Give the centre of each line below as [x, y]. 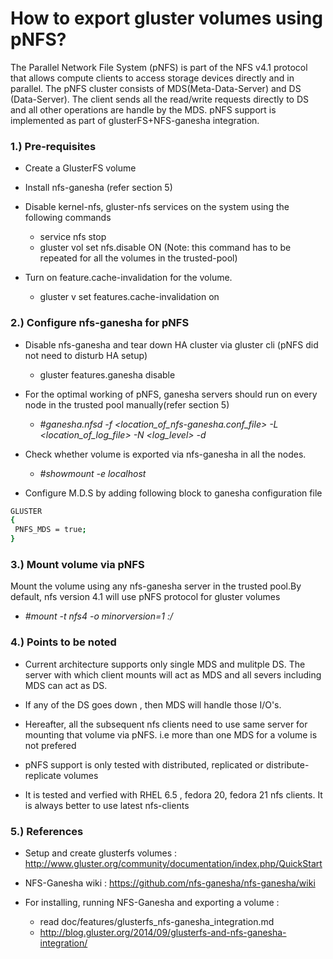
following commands [68, 218]
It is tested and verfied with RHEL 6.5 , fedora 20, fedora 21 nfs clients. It [173, 794]
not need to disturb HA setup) [86, 355]
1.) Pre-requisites [53, 146]
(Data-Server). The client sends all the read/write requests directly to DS [160, 99]
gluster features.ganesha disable [107, 374]
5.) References [47, 831]
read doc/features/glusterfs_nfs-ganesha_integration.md [157, 921]
